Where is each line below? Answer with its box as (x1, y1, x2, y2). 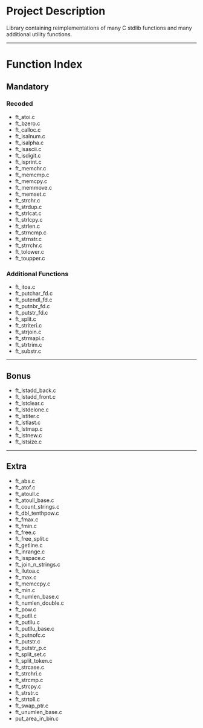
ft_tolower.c (14, 248, 44, 255)
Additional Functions (6, 269, 69, 278)
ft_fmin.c (14, 522, 37, 529)
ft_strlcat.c (14, 210, 42, 217)
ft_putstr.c (14, 637, 40, 645)
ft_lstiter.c (14, 412, 40, 419)
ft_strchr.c (14, 196, 40, 204)
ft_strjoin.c (14, 328, 42, 336)
